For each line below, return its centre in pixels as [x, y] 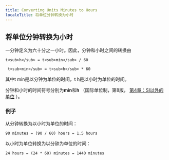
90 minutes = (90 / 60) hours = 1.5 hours [51, 133]
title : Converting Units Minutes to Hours [51, 10]
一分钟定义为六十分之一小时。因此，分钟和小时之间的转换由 [68, 50]
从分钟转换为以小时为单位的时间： [41, 123]
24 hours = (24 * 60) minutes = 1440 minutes [55, 153]
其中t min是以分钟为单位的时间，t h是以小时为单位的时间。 [67, 79]
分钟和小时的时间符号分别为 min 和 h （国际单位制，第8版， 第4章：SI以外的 [85, 90]
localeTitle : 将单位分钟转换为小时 [39, 15]
